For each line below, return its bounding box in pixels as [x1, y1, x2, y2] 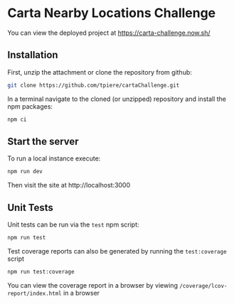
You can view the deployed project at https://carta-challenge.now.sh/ [7, 28, 211, 37]
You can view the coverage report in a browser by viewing [7, 281, 178, 289]
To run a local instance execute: [7, 154, 101, 163]
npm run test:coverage [7, 268, 75, 275]
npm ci [7, 116, 27, 123]
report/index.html [7, 290, 62, 297]
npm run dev [7, 168, 43, 175]
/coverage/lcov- [179, 282, 228, 289]
